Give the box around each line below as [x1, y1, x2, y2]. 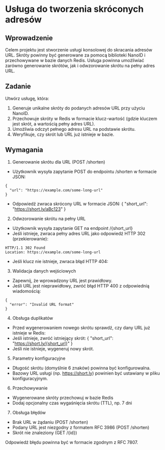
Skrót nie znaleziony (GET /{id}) [12, 430, 77, 436]
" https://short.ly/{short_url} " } [12, 340, 73, 346]
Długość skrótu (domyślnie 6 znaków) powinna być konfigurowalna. [12, 365, 151, 371]
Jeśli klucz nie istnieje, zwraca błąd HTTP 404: [12, 258, 109, 264]
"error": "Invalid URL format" [9, 302, 74, 307]
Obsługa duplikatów [12, 315, 54, 321]
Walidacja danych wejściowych [12, 268, 76, 274]
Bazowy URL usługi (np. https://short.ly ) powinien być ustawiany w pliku [12, 370, 160, 376]
